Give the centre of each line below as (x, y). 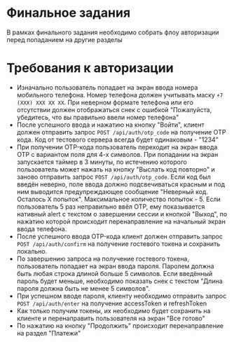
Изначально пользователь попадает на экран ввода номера (107, 87)
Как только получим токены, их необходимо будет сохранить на (113, 310)
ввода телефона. (42, 228)
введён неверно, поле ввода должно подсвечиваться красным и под (121, 184)
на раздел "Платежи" (49, 333)
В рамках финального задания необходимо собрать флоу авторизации (113, 32)
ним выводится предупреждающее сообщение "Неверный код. (112, 191)
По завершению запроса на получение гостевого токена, (103, 259)
